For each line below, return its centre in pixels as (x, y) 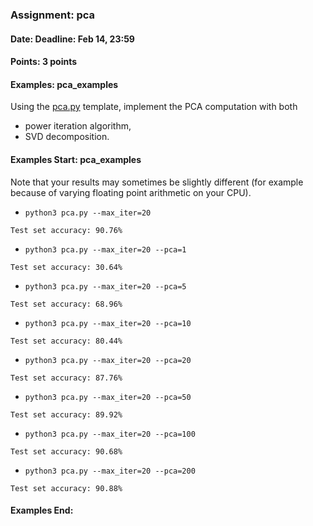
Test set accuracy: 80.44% (66, 341)
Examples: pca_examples (64, 84)
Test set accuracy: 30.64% (66, 267)
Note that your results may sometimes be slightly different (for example (157, 182)
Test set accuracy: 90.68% (66, 451)
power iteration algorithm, (78, 126)
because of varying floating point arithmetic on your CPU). (131, 192)
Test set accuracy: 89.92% (66, 414)
